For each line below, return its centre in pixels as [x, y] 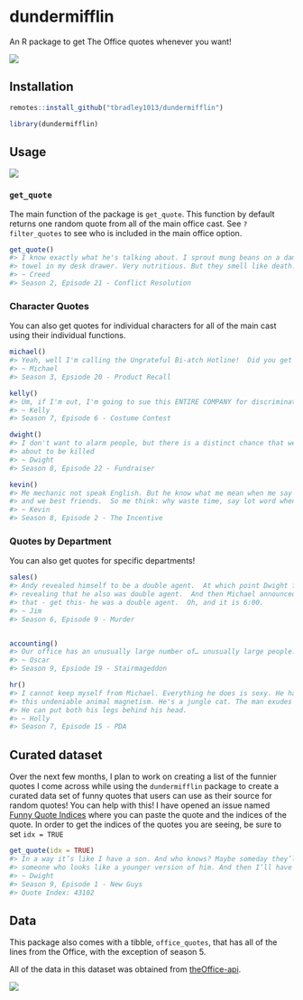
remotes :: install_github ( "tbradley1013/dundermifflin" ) [116, 107]
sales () [24, 578]
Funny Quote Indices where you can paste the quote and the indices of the [148, 815]
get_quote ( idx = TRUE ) [52, 851]
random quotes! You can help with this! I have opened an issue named [140, 805]
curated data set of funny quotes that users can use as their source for [141, 796]
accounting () [34, 643]
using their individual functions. [68, 335]
